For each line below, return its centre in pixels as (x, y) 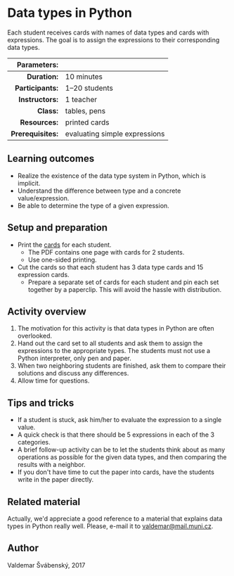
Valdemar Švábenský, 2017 (46, 565)
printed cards (87, 122)
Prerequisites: (34, 134)
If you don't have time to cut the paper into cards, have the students (116, 472)
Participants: (37, 88)
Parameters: (37, 65)
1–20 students (89, 88)
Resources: (39, 122)
